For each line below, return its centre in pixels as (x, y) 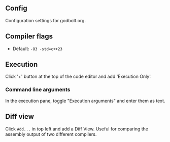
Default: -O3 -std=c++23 (37, 49)
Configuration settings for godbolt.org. (46, 20)
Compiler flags (29, 37)
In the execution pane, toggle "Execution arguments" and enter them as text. (85, 101)
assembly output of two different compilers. (51, 134)
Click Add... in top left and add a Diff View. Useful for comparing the (77, 129)
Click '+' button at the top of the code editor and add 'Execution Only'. (79, 77)
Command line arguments (38, 89)
